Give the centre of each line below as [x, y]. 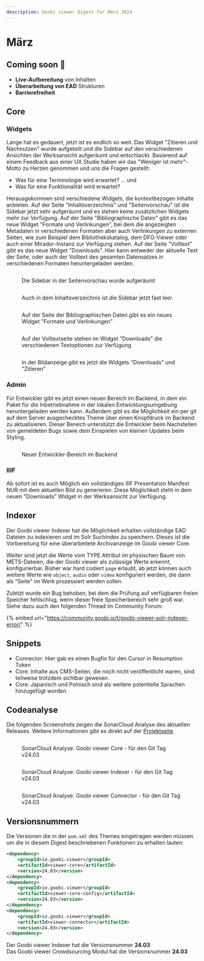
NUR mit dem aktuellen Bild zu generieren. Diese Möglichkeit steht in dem [99, 490]
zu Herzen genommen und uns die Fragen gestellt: [86, 168]
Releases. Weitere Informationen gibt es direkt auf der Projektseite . [91, 731]
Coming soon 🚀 [36, 65]
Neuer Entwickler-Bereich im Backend [70, 454]
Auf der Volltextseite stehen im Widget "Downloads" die [92, 339]
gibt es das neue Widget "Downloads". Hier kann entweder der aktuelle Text [102, 251]
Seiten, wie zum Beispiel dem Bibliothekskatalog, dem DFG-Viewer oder [97, 237]
